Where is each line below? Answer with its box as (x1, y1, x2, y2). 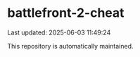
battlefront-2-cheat (7, 5, 125, 21)
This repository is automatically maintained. (7, 42, 134, 50)
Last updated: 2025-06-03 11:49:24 (7, 28, 111, 37)
